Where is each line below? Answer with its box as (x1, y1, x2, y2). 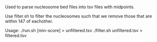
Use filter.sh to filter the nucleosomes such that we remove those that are (5, 13, 152, 19)
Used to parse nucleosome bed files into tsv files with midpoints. (5, 4, 135, 10)
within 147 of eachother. (5, 19, 53, 24)
